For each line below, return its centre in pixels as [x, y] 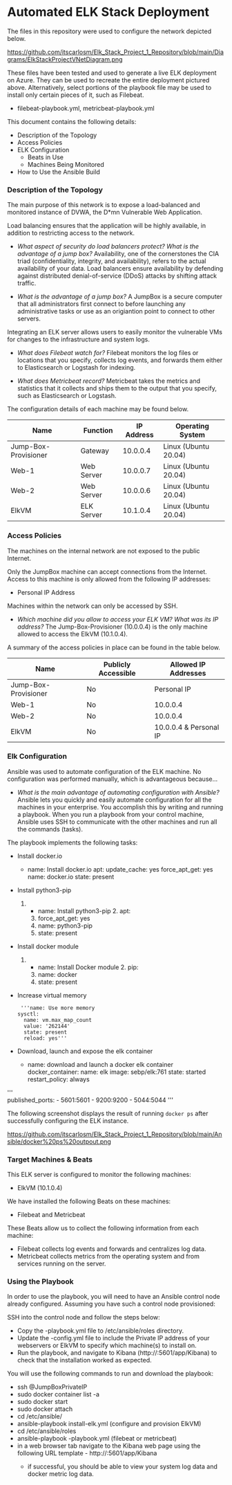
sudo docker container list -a [58, 1394]
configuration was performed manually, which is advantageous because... [113, 779]
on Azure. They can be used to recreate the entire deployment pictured [108, 80]
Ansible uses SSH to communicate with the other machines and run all [117, 822]
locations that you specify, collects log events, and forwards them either [120, 360]
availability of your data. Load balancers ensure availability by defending [120, 269]
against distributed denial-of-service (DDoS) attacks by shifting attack [117, 276]
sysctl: [28, 1014]
